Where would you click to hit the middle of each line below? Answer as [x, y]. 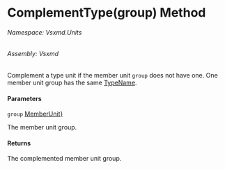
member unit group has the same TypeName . [72, 82]
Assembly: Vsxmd [33, 54]
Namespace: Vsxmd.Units [45, 32]
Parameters [24, 98]
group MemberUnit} [35, 114]
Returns [19, 143]
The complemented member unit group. [64, 159]
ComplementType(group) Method [107, 13]
